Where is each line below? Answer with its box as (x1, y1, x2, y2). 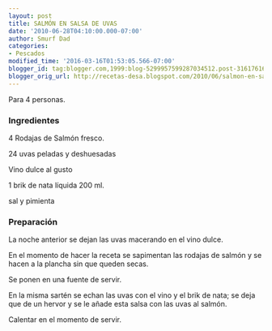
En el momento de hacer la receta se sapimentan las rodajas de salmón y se (8, 251, 262, 260)
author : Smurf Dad (8, 34, 70, 43)
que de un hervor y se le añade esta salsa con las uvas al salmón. (8, 299, 227, 309)
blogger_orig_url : (8, 72, 70, 80)
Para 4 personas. (8, 94, 66, 104)
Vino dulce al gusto (8, 164, 73, 174)
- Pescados (8, 49, 45, 58)
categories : (8, 42, 49, 50)
